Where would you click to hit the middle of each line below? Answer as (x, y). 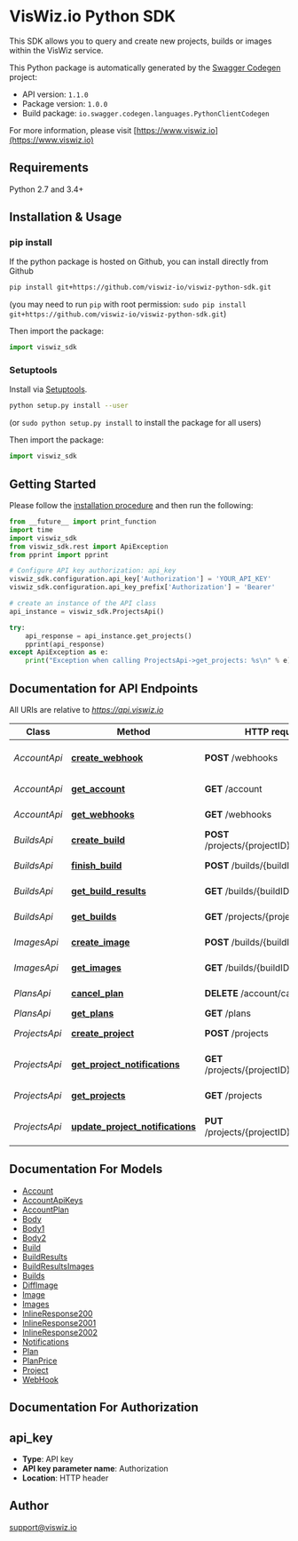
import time (31, 530)
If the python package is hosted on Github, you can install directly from (139, 262)
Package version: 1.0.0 (65, 103)
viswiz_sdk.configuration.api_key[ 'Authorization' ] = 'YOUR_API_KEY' (141, 579)
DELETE (222, 993)
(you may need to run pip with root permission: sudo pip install (128, 305)
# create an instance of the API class (83, 603)
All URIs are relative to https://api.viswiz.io (86, 709)
